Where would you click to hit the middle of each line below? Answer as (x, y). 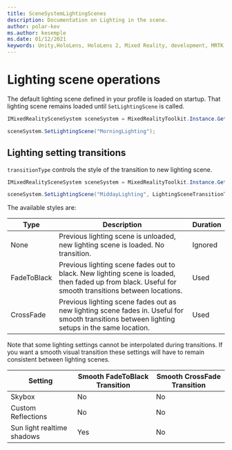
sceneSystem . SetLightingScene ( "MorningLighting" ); (81, 131)
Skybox (23, 397)
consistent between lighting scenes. (59, 360)
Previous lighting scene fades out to (117, 265)
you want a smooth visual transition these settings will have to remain (106, 352)
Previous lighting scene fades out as (117, 302)
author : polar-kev (33, 26)
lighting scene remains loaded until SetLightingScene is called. (96, 106)
